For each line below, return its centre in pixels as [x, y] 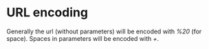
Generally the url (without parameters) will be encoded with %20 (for [104, 31]
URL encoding [47, 13]
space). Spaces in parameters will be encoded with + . [83, 38]
